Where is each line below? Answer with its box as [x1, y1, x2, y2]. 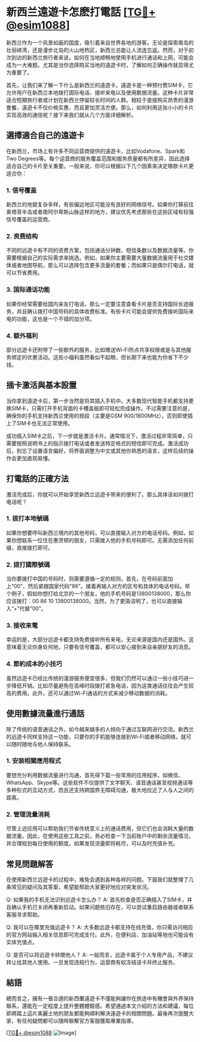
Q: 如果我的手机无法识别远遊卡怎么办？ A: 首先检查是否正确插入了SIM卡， [6, 896, 187, 903]
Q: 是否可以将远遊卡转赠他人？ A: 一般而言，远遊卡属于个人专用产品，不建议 [6, 951, 193, 958]
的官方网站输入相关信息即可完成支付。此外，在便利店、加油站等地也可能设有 [6, 931, 194, 938]
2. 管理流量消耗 [6, 810, 51, 818]
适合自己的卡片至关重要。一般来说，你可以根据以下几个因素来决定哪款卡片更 [6, 162, 194, 169]
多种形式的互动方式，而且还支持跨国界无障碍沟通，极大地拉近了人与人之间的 [6, 786, 194, 793]
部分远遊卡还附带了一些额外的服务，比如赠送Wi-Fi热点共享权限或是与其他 [6, 346, 186, 353]
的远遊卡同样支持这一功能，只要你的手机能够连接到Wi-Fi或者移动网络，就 [6, 733, 186, 740]
